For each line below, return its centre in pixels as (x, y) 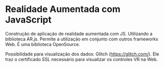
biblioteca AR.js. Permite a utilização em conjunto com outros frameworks (82, 39)
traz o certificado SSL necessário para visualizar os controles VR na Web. (81, 59)
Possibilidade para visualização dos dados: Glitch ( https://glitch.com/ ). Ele (82, 54)
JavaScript (28, 20)
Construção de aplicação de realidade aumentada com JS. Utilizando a (79, 33)
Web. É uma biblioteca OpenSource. (43, 44)
